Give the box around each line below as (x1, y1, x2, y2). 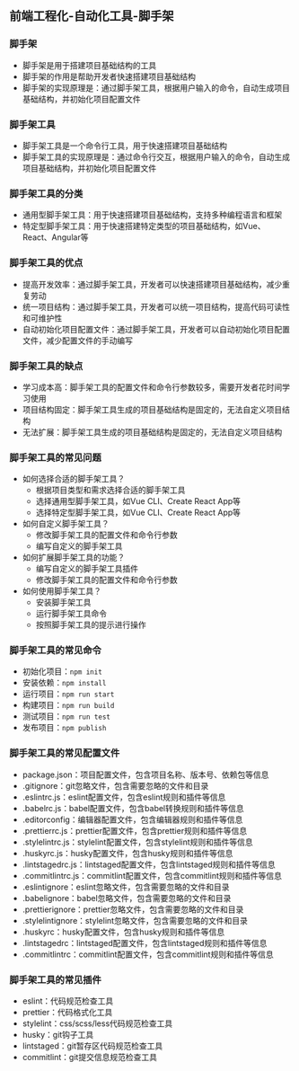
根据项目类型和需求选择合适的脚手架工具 (35, 484, 186, 496)
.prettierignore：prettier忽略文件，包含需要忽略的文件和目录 (22, 904, 244, 915)
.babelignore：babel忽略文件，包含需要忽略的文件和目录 (22, 892, 232, 903)
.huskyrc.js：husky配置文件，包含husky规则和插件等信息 (22, 847, 233, 858)
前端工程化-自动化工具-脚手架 (9, 8, 174, 24)
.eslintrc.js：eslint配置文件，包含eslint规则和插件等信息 (22, 792, 226, 802)
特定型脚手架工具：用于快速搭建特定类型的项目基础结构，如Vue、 (22, 221, 266, 232)
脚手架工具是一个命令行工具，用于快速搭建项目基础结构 (22, 140, 227, 151)
